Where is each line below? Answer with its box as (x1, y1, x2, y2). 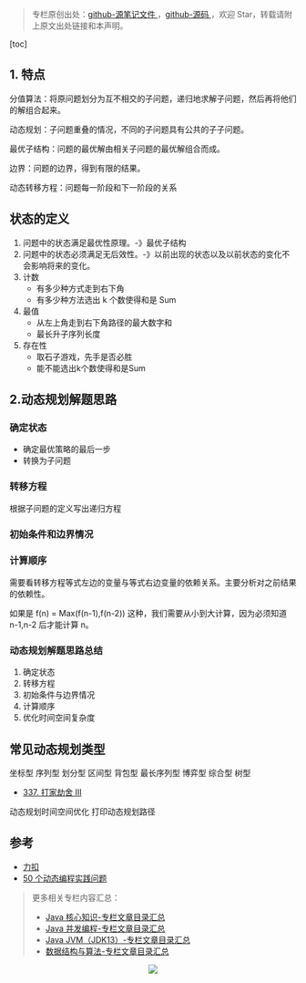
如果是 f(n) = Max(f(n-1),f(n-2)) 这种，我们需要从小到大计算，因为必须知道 (9, 607, 288, 618)
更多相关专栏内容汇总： (31, 892, 120, 903)
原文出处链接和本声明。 (39, 20, 128, 31)
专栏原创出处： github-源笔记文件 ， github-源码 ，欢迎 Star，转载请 (31, 9, 285, 19)
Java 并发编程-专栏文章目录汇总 (45, 923, 166, 934)
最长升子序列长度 (36, 328, 101, 339)
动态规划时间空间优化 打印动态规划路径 (9, 806, 156, 817)
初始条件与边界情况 (22, 689, 96, 700)
